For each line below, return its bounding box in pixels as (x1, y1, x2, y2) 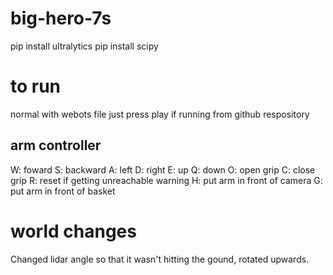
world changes (10, 220, 137, 242)
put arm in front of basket (10, 185, 116, 197)
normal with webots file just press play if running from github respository (10, 108, 310, 120)
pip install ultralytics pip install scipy (10, 40, 159, 52)
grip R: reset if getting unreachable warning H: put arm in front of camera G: (10, 174, 323, 186)
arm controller (10, 137, 102, 154)
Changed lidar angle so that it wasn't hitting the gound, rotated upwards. (10, 253, 310, 265)
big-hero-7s (10, 7, 112, 30)
